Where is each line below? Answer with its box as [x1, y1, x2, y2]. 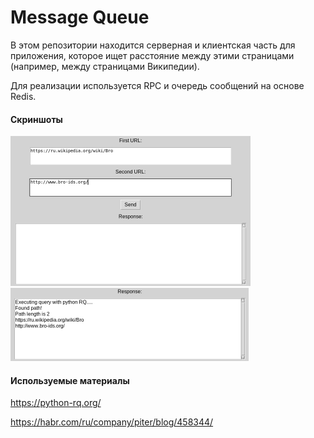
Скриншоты [10, 113, 63, 125]
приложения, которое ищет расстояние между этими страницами [10, 49, 295, 61]
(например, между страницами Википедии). [10, 60, 200, 72]
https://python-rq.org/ [10, 397, 102, 409]
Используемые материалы [10, 374, 130, 386]
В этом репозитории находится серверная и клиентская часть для [10, 39, 296, 51]
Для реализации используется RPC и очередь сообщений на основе [10, 79, 305, 91]
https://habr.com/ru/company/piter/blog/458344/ [10, 416, 214, 428]
